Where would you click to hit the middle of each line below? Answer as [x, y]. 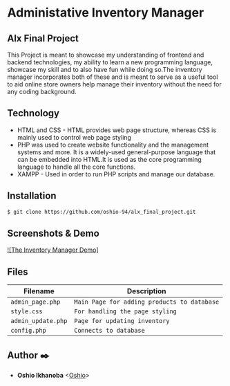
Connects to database [109, 331]
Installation [32, 196]
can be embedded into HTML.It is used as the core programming [109, 159]
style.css [27, 312]
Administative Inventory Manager [106, 13]
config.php [28, 331]
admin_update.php [39, 321]
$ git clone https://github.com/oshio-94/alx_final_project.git [102, 212]
